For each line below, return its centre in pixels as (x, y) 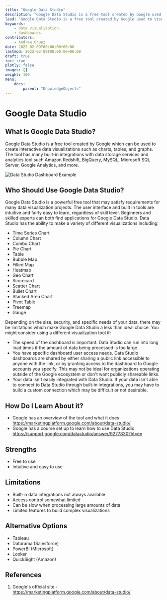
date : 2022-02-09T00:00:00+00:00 (40, 47)
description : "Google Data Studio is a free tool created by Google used (83, 14)
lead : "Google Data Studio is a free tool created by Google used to (79, 19)
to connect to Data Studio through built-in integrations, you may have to (86, 385)
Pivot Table (24, 302)
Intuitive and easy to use (38, 466)
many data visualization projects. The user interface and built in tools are (80, 207)
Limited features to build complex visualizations (61, 510)
